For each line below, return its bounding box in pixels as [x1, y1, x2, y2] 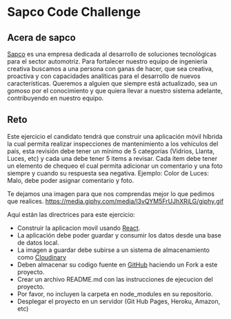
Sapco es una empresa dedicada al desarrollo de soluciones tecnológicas [7, 50, 217, 58]
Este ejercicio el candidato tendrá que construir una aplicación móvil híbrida [7, 132, 223, 140]
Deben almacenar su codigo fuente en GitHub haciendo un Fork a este [17, 260, 218, 269]
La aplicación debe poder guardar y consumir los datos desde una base [17, 231, 222, 239]
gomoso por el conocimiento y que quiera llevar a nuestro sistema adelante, [7, 87, 223, 95]
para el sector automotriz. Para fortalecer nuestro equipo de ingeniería [7, 57, 208, 66]
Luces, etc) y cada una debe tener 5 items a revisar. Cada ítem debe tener [7, 154, 218, 162]
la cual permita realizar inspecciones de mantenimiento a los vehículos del [7, 139, 219, 148]
